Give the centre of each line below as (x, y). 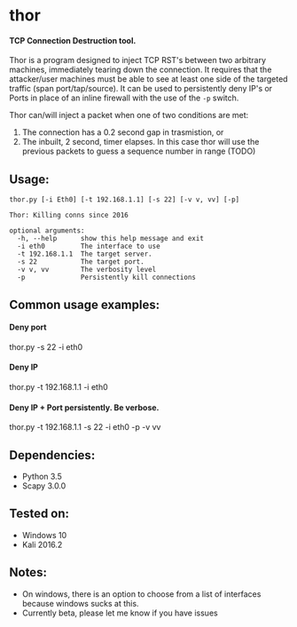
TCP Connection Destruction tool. (73, 40)
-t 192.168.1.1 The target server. (85, 254)
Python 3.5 (42, 477)
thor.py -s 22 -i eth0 (46, 346)
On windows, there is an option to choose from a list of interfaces (141, 594)
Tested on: (39, 514)
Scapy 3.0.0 (44, 486)
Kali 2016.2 (42, 544)
